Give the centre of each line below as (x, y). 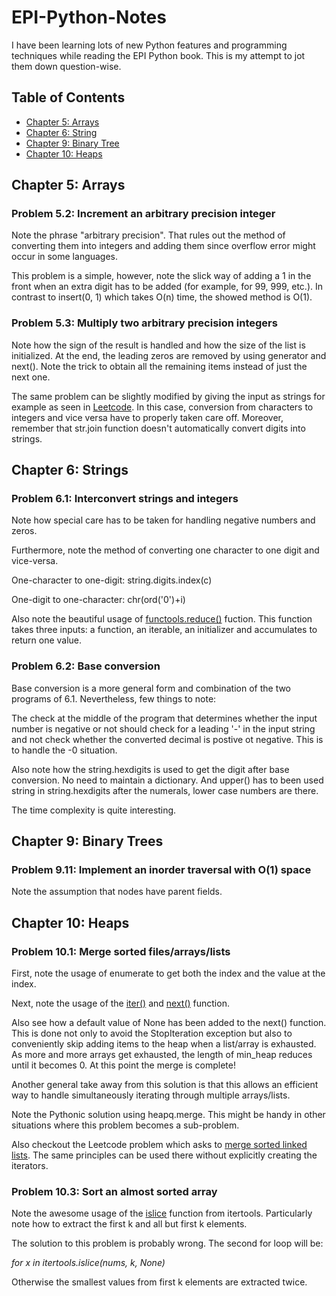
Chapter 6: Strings (70, 470)
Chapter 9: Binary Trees (87, 841)
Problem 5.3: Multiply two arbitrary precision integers (144, 323)
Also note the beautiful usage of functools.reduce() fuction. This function (162, 619)
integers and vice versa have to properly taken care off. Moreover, (147, 417)
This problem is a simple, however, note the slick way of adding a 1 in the (161, 276)
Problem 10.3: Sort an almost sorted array (114, 1192)
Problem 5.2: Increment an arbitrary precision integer (143, 214)
